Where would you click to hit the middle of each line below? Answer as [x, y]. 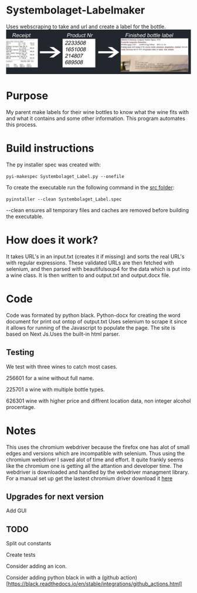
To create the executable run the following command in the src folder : [90, 187]
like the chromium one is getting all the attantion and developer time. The [94, 465]
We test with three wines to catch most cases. [62, 366]
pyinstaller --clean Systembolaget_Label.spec [64, 199]
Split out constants [29, 544]
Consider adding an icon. [36, 566]
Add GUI [16, 511]
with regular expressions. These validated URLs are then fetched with [90, 263]
